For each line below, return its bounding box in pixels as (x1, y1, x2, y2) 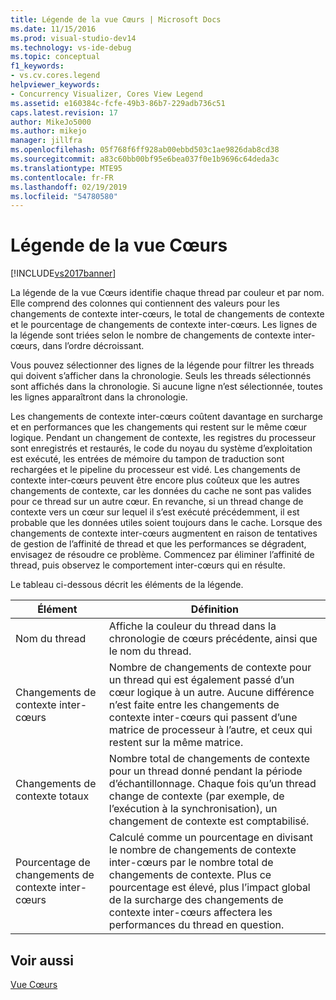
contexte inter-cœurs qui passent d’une (108, 711, 298, 725)
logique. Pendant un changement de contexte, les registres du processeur (10, 432, 317, 444)
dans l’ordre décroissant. (41, 340, 145, 352)
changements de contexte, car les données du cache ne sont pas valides (10, 485, 312, 497)
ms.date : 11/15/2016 (10, 24, 97, 34)
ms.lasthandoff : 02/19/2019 (10, 182, 128, 192)
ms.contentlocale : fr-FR (10, 172, 114, 183)
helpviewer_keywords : (10, 80, 101, 90)
